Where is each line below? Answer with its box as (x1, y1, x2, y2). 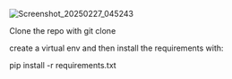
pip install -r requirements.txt (9, 60, 116, 70)
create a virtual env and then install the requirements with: (9, 43, 224, 53)
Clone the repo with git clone (9, 26, 116, 36)
